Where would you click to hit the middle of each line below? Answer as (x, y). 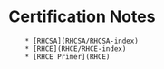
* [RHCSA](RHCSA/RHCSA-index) (82, 41)
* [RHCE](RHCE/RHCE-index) (76, 49)
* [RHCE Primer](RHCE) (68, 56)
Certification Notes (82, 17)
